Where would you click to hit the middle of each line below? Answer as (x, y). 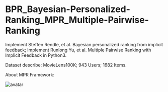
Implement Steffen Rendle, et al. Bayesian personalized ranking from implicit (84, 44)
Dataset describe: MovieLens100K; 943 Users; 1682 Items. (66, 65)
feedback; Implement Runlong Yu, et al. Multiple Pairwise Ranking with (78, 50)
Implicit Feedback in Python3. (36, 55)
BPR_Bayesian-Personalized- (68, 9)
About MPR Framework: (30, 74)
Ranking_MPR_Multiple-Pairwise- (77, 20)
